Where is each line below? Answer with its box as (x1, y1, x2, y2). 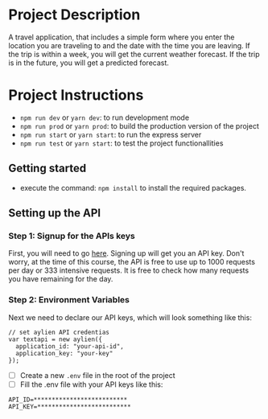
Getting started (8, 162, 87, 175)
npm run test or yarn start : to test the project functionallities (19, 138, 224, 148)
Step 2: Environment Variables (8, 294, 130, 306)
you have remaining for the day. (8, 274, 113, 284)
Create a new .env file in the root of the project (19, 370, 175, 380)
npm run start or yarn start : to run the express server (19, 129, 202, 139)
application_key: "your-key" (15, 349, 113, 357)
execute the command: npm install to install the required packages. (19, 183, 247, 192)
